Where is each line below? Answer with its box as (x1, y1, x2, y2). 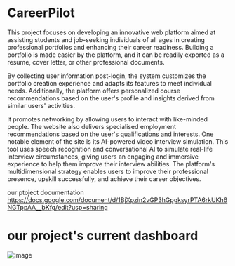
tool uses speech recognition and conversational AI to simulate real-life (7, 145, 213, 153)
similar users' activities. (7, 101, 76, 109)
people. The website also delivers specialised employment (7, 122, 177, 131)
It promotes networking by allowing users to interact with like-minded (7, 114, 208, 124)
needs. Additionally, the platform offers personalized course (7, 86, 181, 95)
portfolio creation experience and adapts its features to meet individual (7, 79, 212, 87)
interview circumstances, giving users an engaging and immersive (7, 152, 199, 161)
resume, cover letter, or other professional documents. (7, 58, 165, 66)
